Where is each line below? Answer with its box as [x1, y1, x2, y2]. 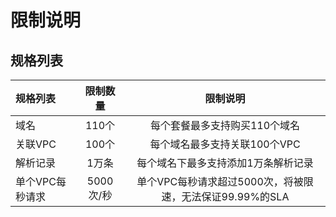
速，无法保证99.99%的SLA [161, 190, 290, 203]
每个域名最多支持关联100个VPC [149, 137, 301, 151]
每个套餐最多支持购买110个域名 [149, 119, 301, 132]
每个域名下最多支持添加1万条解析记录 [136, 156, 314, 170]
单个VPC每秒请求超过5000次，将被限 [136, 175, 314, 188]
